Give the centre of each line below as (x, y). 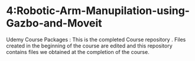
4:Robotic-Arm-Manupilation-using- (98, 11)
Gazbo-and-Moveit (54, 23)
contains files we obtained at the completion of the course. (78, 52)
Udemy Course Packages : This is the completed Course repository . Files (96, 39)
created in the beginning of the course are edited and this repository (89, 46)
